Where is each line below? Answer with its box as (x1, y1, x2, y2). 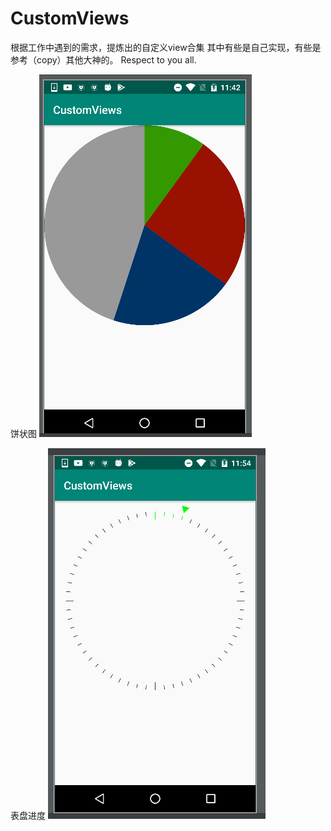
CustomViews (10, 7, 130, 30)
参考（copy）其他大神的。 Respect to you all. (10, 53, 197, 66)
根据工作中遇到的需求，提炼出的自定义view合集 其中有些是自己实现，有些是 (10, 41, 322, 53)
